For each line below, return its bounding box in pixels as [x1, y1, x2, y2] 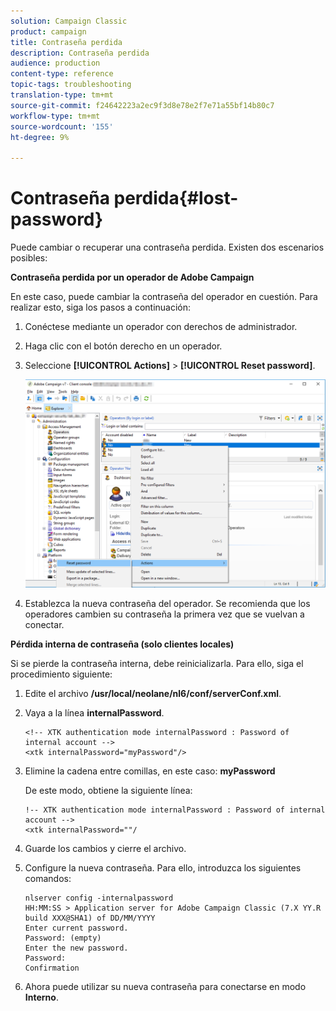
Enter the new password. [24, 943, 129, 953]
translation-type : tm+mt [10, 90, 114, 100]
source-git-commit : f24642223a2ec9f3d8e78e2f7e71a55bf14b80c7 [10, 100, 275, 110]
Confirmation [24, 963, 80, 973]
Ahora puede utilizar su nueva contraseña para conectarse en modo [24, 980, 307, 992]
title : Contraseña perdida [10, 37, 123, 47]
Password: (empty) [24, 933, 102, 943]
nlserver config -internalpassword [24, 893, 174, 903]
